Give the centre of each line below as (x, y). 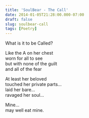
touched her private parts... (33, 85)
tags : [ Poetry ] (21, 29)
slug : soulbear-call (27, 24)
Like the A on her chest (29, 53)
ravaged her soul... (25, 95)
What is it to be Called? (29, 43)
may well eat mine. (25, 110)
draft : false (19, 19)
